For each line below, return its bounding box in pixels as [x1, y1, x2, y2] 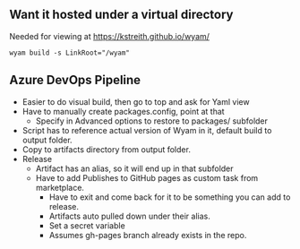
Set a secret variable [48, 219, 125, 231]
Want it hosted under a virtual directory [9, 7, 234, 22]
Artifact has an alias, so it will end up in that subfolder [35, 163, 235, 174]
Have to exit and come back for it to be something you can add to [48, 192, 291, 202]
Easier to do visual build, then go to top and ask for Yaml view [21, 96, 250, 107]
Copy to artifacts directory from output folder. [21, 143, 191, 155]
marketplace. [35, 182, 85, 193]
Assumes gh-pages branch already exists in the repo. [48, 229, 247, 240]
